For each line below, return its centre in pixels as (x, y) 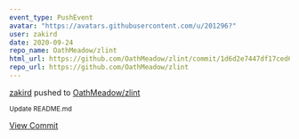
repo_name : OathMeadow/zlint (63, 51)
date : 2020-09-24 (41, 42)
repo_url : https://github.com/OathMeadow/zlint (99, 68)
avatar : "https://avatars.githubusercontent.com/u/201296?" (123, 26)
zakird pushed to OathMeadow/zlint (75, 92)
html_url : (28, 59)
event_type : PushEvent (51, 17)
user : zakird (33, 34)
